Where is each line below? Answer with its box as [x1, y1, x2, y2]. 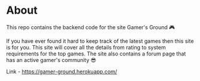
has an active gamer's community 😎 [6, 56, 97, 63]
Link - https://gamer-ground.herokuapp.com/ [6, 68, 118, 75]
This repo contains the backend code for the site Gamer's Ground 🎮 [6, 23, 175, 30]
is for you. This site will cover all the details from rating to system [6, 43, 166, 51]
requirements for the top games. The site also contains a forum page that [6, 50, 186, 57]
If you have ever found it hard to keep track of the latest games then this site [6, 37, 194, 45]
